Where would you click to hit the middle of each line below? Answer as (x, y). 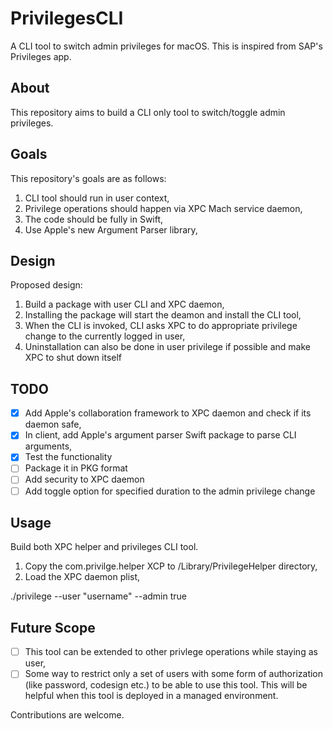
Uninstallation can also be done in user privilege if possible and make (167, 347)
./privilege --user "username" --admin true (98, 596)
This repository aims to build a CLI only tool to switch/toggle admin (148, 112)
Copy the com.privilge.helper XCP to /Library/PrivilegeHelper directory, (171, 566)
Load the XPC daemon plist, (82, 577)
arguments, (48, 446)
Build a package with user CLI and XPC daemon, (124, 304)
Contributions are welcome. (67, 715)
